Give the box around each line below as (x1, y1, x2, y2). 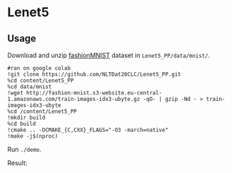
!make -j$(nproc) (7, 133, 59, 140)
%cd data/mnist (7, 83, 52, 90)
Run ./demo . (7, 145, 42, 153)
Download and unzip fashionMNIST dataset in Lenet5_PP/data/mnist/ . (7, 51, 210, 59)
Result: (7, 159, 28, 167)
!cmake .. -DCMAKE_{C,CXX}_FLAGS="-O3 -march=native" (7, 126, 169, 133)
